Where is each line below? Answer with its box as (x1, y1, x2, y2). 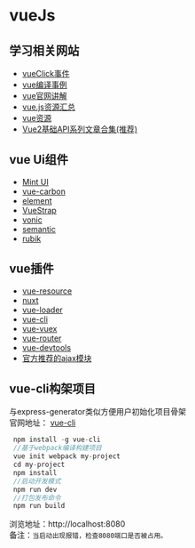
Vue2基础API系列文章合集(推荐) (21, 124, 138, 134)
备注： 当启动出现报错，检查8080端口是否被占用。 (9, 530, 168, 541)
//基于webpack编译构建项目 (12, 444, 102, 453)
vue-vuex (21, 323, 58, 334)
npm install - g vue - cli (12, 435, 101, 445)
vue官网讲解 (21, 91, 68, 101)
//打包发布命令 (12, 493, 61, 503)
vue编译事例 (21, 79, 68, 90)
